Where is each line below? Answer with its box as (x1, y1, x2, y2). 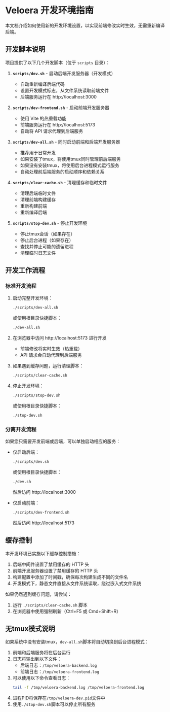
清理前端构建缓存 (20, 196, 56, 202)
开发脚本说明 (5, 45, 46, 54)
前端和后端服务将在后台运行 (12, 650, 71, 656)
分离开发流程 (5, 426, 37, 433)
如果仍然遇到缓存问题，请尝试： (5, 591, 72, 597)
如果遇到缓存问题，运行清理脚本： (12, 363, 84, 369)
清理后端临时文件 (20, 190, 56, 196)
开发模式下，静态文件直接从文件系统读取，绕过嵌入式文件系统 (12, 580, 142, 586)
